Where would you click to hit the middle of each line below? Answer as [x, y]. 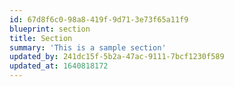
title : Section [41, 38]
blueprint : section [50, 29]
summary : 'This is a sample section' [88, 47]
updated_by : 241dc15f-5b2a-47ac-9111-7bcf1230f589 [117, 57]
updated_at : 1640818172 [59, 66]
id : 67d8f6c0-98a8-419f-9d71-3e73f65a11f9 [99, 19]
